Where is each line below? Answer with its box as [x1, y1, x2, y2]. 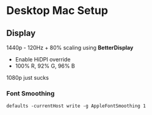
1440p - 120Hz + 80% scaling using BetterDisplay [6, 44, 134, 51]
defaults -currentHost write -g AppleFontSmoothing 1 [6, 103, 147, 110]
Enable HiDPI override [15, 56, 71, 63]
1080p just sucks [6, 74, 49, 81]
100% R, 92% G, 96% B [15, 62, 75, 69]
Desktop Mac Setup [6, 4, 109, 18]
